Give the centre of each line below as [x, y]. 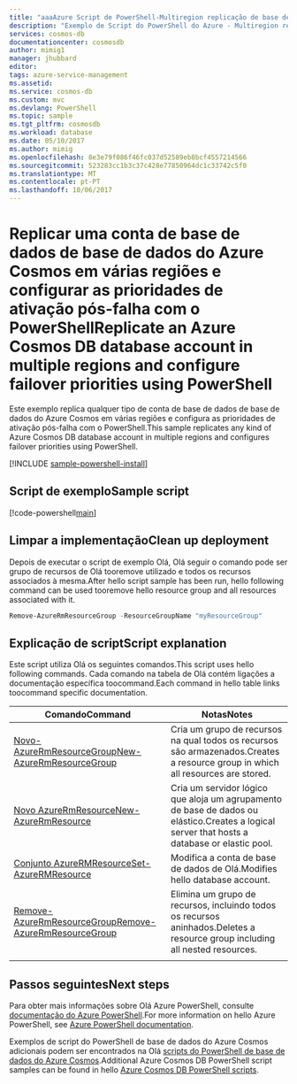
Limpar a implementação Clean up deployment [139, 541]
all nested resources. [214, 949]
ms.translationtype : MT [53, 173]
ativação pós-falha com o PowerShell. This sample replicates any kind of [141, 427]
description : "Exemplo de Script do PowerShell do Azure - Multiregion [144, 26]
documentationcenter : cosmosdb [67, 42]
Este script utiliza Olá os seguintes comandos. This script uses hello [132, 665]
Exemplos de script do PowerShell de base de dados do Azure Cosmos [139, 1042]
